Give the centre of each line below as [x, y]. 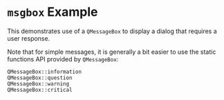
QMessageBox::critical [40, 90]
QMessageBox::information [44, 72]
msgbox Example [53, 12]
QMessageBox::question [40, 78]
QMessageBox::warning [38, 83]
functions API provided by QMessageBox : [63, 59]
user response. [29, 38]
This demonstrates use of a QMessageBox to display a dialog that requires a [112, 31]
